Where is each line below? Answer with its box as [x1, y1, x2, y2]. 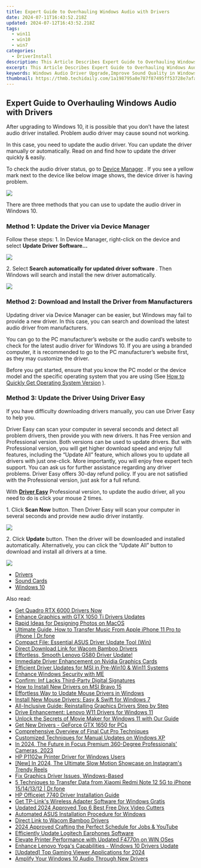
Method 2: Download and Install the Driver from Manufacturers [6, 298, 193, 306]
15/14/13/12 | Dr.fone [14, 785, 65, 792]
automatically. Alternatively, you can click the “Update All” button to [6, 542, 173, 549]
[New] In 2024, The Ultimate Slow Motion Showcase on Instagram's [14, 759, 182, 767]
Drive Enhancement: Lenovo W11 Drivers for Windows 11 [14, 708, 154, 716]
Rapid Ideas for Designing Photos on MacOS [14, 619, 124, 627]
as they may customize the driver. [6, 355, 90, 362]
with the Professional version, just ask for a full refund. [6, 476, 141, 483]
